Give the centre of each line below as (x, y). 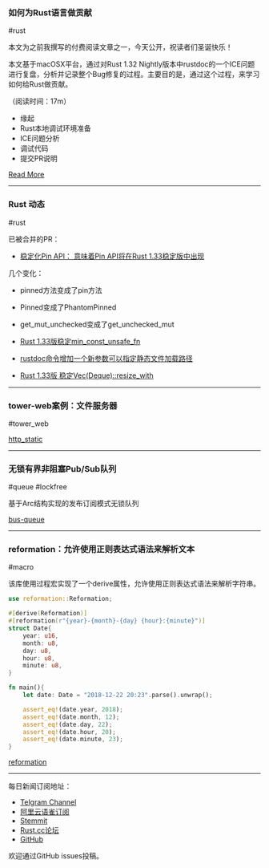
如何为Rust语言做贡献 (50, 12)
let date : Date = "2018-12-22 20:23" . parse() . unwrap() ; (118, 696)
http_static (26, 439)
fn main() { (26, 688)
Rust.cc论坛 (40, 830)
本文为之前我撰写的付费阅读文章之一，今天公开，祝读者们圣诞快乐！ (120, 47)
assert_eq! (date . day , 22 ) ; (68, 724)
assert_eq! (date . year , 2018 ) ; (73, 709)
